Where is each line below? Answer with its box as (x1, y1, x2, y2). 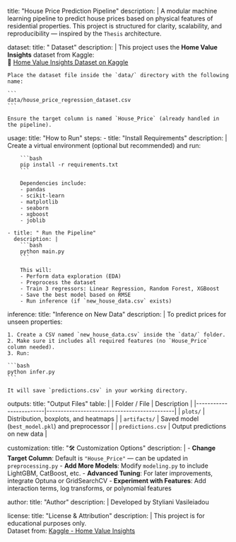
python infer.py (7, 368, 55, 376)
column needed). (7, 344, 55, 351)
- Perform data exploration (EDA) (20, 273, 122, 280)
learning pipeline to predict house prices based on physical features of (7, 14, 213, 23)
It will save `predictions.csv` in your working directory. (7, 387, 189, 394)
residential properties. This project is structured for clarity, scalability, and (7, 22, 223, 30)
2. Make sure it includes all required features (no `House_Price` (7, 337, 211, 344)
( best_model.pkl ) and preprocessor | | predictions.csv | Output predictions (7, 422, 227, 430)
